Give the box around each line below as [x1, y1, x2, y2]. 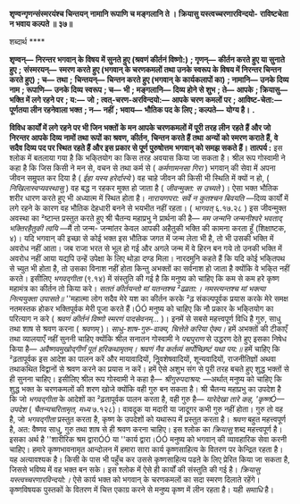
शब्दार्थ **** [9, 37, 46, 46]
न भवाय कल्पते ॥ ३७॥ [9, 19, 73, 29]
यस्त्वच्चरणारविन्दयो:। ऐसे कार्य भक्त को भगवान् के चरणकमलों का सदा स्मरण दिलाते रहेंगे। [9, 475, 261, 484]
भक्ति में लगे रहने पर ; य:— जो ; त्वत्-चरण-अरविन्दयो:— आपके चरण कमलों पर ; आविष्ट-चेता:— [9, 95, 283, 105]
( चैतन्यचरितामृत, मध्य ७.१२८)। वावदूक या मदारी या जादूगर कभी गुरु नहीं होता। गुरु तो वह [28, 404, 284, 415]
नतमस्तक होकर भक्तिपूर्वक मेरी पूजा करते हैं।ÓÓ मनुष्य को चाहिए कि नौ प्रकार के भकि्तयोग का [9, 304, 274, 314]
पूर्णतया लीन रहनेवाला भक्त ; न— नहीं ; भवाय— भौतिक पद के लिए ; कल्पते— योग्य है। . [9, 105, 255, 115]
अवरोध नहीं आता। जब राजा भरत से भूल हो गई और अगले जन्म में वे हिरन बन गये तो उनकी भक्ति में [9, 243, 283, 254]
